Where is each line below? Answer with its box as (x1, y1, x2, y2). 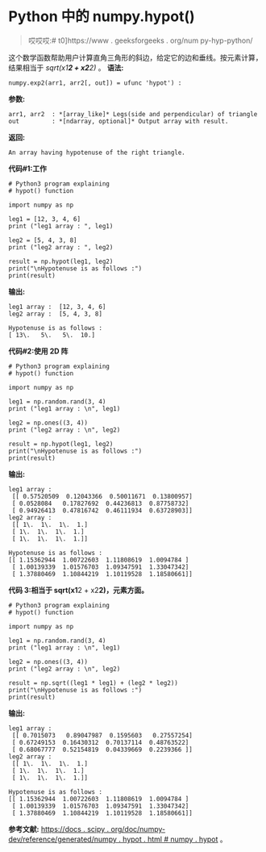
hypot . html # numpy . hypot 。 (122, 834, 227, 844)
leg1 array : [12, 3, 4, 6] (8, 303, 106, 311)
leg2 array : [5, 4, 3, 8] (8, 310, 103, 318)
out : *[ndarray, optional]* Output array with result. (8, 117, 229, 125)
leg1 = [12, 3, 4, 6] (8, 215, 81, 223)
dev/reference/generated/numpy (8, 834, 117, 844)
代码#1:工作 (8, 163, 47, 173)
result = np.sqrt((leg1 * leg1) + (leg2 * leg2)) (8, 679, 179, 687)
